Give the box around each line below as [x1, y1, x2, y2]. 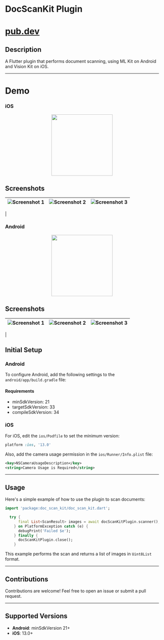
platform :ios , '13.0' [5, 442, 51, 447]
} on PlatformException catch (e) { [14, 524, 89, 529]
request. [5, 593, 22, 599]
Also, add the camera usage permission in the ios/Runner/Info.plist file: [5, 451, 153, 457]
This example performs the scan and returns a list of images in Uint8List [5, 551, 152, 557]
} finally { [14, 533, 38, 538]
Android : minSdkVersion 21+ [12, 625, 70, 631]
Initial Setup [5, 346, 42, 354]
